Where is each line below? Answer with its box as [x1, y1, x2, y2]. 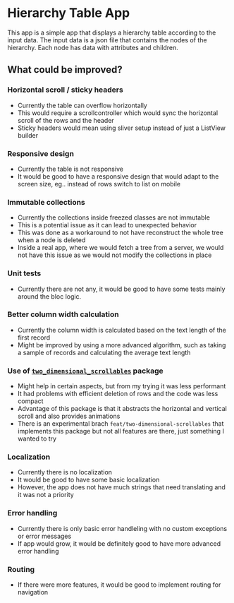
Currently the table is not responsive [17, 165, 123, 173]
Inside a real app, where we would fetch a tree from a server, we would [17, 244, 224, 252]
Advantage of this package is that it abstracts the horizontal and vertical [17, 405, 227, 413]
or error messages [17, 532, 72, 540]
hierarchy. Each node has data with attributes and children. [7, 43, 178, 52]
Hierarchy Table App [7, 5, 130, 21]
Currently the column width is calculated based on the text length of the [17, 326, 227, 334]
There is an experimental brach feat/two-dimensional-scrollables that [17, 419, 224, 428]
